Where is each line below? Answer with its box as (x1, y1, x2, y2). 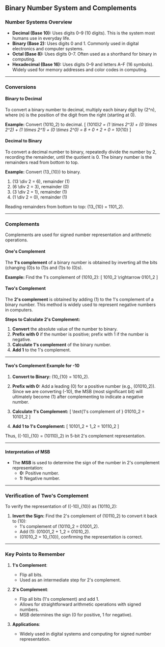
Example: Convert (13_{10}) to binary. (5, 169, 81, 175)
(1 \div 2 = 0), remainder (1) (12, 194, 67, 200)
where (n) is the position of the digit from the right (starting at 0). (5, 112, 136, 118)
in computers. (5, 306, 33, 312)
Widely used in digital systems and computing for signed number (19, 631, 151, 637)
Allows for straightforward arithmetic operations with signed (19, 601, 141, 607)
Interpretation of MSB (5, 448, 51, 455)
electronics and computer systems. (12, 45, 84, 51)
